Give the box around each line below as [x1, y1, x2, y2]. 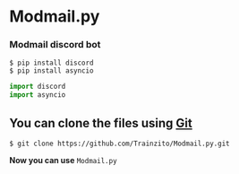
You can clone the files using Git [9, 115, 192, 131]
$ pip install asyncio [9, 66, 94, 75]
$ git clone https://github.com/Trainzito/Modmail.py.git [9, 139, 230, 149]
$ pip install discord [9, 58, 94, 68]
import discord [9, 83, 66, 91]
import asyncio [9, 91, 66, 100]
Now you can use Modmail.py [9, 155, 118, 166]
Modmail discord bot [9, 39, 101, 51]
